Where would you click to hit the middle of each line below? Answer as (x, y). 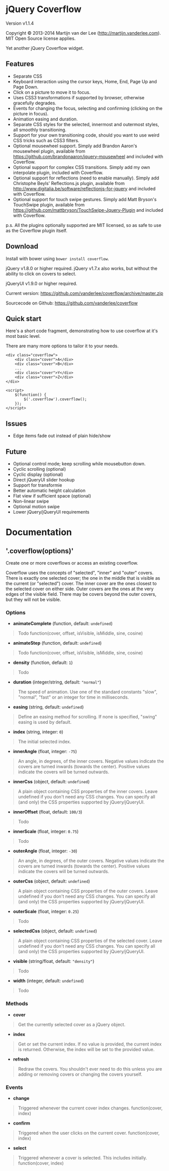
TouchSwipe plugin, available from (49, 205)
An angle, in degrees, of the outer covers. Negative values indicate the (91, 861)
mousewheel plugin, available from (49, 151)
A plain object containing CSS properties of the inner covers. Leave (88, 791)
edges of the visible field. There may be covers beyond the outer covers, (81, 594)
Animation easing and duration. (45, 119)
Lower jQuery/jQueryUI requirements (51, 512)
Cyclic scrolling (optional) (39, 469)
